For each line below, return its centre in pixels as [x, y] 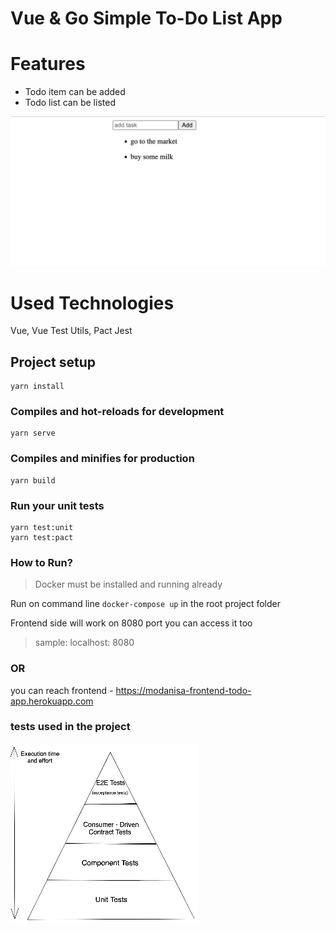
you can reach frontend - [62, 690]
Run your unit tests [57, 505]
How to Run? [41, 562]
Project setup [53, 362]
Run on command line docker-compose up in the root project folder [146, 604]
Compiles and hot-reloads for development [117, 411]
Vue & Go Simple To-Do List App [146, 18]
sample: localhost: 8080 [84, 643]
